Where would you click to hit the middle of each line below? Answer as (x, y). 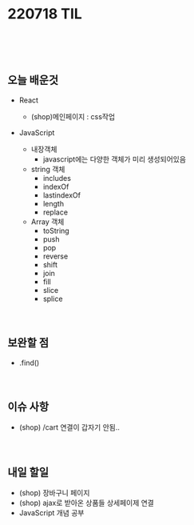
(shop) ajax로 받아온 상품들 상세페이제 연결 (87, 503)
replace (55, 212)
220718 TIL (45, 14)
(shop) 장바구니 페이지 (54, 493)
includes (57, 178)
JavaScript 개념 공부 (51, 513)
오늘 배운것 (33, 80)
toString (56, 230)
